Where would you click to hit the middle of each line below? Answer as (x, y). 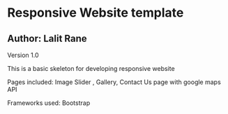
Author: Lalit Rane (47, 39)
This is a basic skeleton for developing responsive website (91, 68)
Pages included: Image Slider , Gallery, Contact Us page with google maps (114, 82)
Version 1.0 (23, 55)
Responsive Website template (96, 13)
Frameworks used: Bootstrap (49, 103)
